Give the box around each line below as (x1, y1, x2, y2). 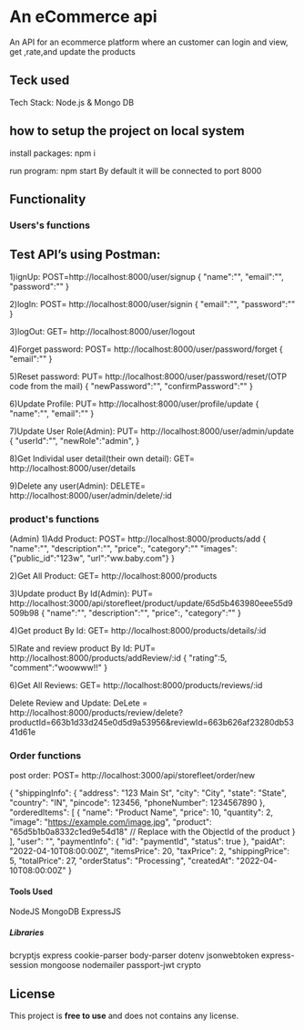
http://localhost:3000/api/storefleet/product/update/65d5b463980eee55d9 (9, 597, 293, 608)
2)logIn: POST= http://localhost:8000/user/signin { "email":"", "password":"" (9, 298, 296, 309)
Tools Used (9, 886, 53, 897)
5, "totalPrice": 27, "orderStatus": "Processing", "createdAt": (9, 855, 235, 867)
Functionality (9, 191, 86, 207)
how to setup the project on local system (9, 123, 245, 139)
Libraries (9, 927, 45, 938)
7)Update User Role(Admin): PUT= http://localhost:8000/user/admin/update (9, 426, 294, 437)
